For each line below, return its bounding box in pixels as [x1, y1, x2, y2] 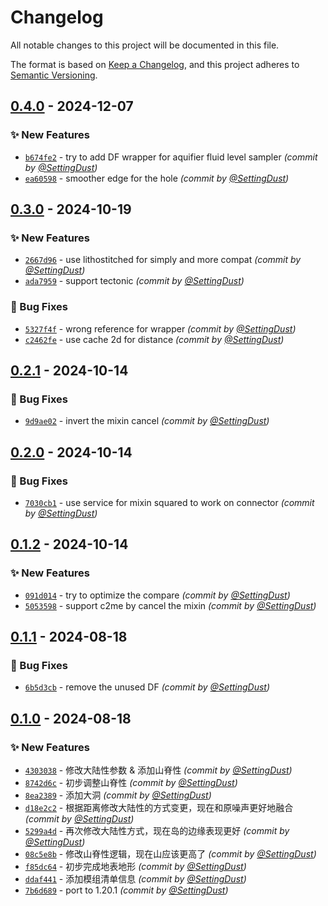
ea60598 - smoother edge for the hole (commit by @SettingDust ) [24, 172, 290, 184]
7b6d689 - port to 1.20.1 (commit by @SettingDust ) [24, 884, 229, 896]
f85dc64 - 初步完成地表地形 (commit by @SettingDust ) [24, 861, 247, 873]
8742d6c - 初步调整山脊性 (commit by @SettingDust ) [24, 777, 238, 789]
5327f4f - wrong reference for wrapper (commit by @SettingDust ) [24, 322, 297, 335]
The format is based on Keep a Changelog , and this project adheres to [10, 58, 300, 70]
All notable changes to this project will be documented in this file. [10, 39, 280, 51]
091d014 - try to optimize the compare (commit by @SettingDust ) [24, 589, 291, 601]
